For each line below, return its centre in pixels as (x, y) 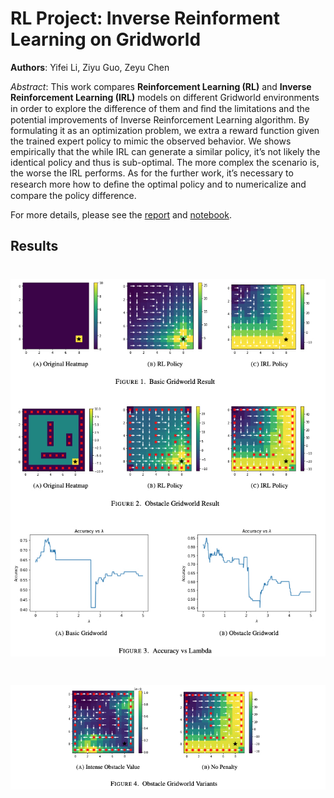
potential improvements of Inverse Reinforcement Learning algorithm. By (160, 119)
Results (34, 246)
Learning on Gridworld (106, 39)
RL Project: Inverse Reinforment (145, 18)
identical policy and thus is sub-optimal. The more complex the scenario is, (165, 162)
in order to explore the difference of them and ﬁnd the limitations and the (160, 108)
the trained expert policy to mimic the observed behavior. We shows (151, 141)
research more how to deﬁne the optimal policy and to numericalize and (158, 184)
